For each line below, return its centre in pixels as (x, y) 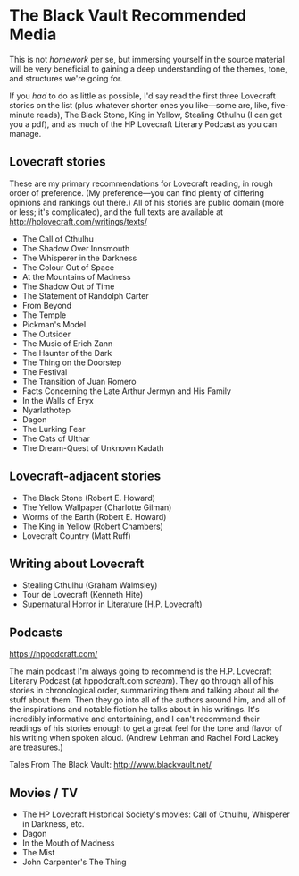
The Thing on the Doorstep (72, 362)
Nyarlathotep (46, 410)
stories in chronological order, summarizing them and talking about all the (144, 691)
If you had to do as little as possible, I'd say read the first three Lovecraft (143, 96)
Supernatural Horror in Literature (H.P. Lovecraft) (112, 604)
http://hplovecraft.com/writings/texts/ (79, 221)
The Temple (44, 315)
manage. (25, 133)
